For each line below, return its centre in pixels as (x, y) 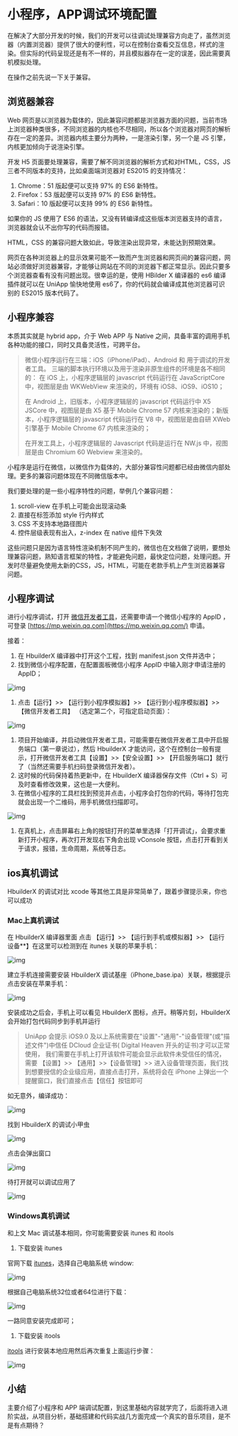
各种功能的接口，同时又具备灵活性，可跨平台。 (75, 344)
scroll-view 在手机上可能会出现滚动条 (72, 506)
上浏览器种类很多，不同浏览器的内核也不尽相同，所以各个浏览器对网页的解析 (119, 129)
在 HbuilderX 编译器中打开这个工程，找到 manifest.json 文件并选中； (117, 656)
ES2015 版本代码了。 (52, 293)
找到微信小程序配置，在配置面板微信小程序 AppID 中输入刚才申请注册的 (121, 665)
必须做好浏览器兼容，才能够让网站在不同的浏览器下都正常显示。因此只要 (119, 266)
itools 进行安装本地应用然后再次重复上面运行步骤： (81, 1350)
